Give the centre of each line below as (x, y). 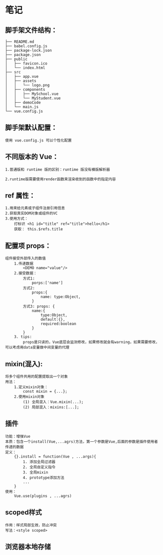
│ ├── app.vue (22, 76)
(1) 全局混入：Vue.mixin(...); (53, 402)
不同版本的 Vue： (32, 157)
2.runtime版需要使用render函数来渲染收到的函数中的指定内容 (61, 179)
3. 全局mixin (36, 472)
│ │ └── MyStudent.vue (33, 98)
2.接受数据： (26, 274)
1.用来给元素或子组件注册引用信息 (35, 208)
